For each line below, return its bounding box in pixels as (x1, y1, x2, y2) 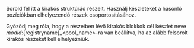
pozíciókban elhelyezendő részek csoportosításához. (6, 11, 136, 18)
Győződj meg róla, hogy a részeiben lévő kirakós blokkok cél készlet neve (6, 23, 187, 30)
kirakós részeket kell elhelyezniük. (6, 36, 90, 42)
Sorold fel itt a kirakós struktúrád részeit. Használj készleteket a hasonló (6, 5, 182, 12)
